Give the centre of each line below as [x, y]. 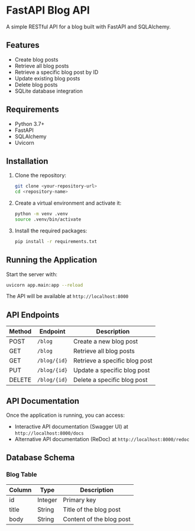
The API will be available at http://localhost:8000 [67, 296]
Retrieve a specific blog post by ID [56, 72]
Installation [27, 161]
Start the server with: [32, 274]
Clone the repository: [40, 176]
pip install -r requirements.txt [56, 241]
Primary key [79, 500]
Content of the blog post [97, 519]
